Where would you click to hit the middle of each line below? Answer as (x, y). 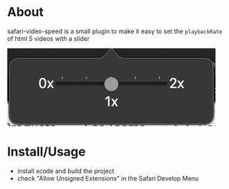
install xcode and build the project (66, 171)
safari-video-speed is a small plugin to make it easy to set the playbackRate (115, 31)
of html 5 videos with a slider (49, 38)
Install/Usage (46, 152)
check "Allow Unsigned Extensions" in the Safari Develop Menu (108, 178)
